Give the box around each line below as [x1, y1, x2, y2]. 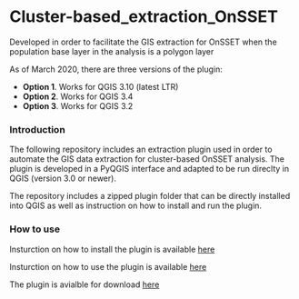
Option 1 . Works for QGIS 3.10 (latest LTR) [22, 81, 179, 92]
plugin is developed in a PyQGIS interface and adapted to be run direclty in [9, 164, 290, 174]
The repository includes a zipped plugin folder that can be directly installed [9, 191, 291, 202]
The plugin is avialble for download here [9, 279, 160, 290]
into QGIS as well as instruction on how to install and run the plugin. [9, 200, 262, 211]
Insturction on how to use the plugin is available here [9, 261, 207, 272]
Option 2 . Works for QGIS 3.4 [22, 91, 134, 102]
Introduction [9, 123, 65, 135]
